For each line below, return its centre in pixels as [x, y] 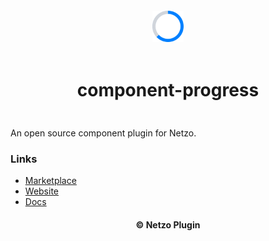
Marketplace [50, 181]
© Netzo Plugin [168, 224]
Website [42, 191]
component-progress [168, 90]
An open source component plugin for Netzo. [103, 133]
